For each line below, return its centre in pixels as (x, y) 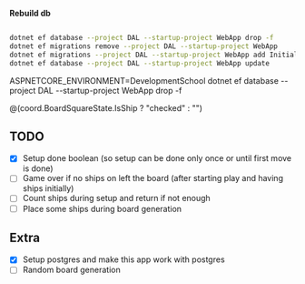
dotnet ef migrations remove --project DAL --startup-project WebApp (144, 46)
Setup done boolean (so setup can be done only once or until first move (157, 158)
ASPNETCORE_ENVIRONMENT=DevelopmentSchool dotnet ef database (144, 80)
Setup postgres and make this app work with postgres (123, 259)
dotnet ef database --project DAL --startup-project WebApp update (140, 63)
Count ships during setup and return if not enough (116, 198)
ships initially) (48, 188)
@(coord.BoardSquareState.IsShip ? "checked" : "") (106, 107)
